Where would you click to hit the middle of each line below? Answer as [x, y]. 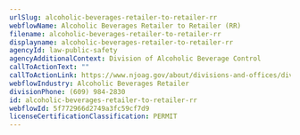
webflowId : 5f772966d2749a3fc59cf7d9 [79, 108]
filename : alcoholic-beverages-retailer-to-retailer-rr [115, 34]
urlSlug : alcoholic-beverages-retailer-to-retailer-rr [113, 17]
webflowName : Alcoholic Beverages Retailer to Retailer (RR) [125, 26]
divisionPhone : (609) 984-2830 [67, 91]
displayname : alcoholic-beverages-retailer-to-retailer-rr [121, 42]
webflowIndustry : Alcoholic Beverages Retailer [100, 83]
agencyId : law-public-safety [63, 51]
